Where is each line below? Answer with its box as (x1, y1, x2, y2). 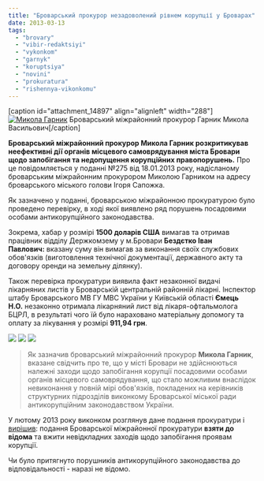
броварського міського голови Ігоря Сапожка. (8, 181, 165, 190)
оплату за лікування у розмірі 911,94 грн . (8, 319, 147, 328)
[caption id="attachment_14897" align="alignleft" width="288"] (8, 106, 214, 116)
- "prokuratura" (15, 77, 69, 85)
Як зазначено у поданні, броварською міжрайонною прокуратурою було (8, 196, 255, 205)
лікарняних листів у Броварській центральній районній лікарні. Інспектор (8, 285, 256, 294)
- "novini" (15, 70, 51, 78)
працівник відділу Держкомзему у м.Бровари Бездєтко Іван (8, 236, 213, 245)
